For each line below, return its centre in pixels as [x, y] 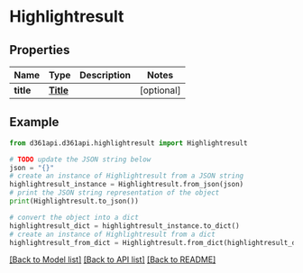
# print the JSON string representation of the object [115, 193]
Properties [40, 50]
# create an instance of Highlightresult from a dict [113, 234]
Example [34, 122]
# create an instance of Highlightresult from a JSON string [127, 176]
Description [105, 75]
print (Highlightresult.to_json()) [74, 201]
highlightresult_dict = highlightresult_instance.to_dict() [125, 226]
